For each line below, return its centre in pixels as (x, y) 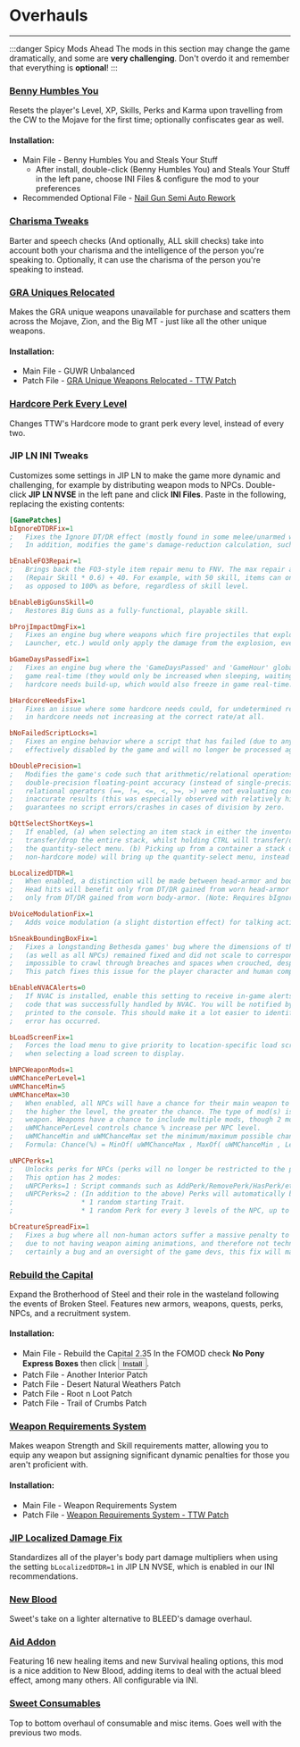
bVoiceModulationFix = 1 (51, 914)
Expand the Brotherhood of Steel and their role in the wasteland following (144, 1294)
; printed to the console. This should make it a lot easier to (135, 1012)
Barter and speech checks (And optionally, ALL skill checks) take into (137, 240)
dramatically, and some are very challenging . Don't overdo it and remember (150, 58)
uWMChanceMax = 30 (39, 1095)
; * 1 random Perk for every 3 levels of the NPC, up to (150, 1211)
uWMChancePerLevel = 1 (48, 1079)
